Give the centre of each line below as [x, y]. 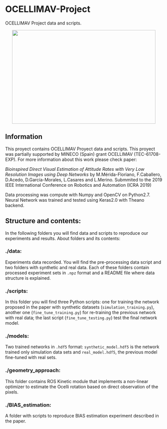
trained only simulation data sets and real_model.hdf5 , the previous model [81, 352]
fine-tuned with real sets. [31, 358]
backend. [15, 205]
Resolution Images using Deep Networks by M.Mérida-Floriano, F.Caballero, [83, 174]
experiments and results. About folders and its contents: [63, 238]
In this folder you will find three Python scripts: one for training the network [82, 302]
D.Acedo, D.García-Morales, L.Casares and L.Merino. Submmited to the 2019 [84, 180]
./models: [17, 336]
